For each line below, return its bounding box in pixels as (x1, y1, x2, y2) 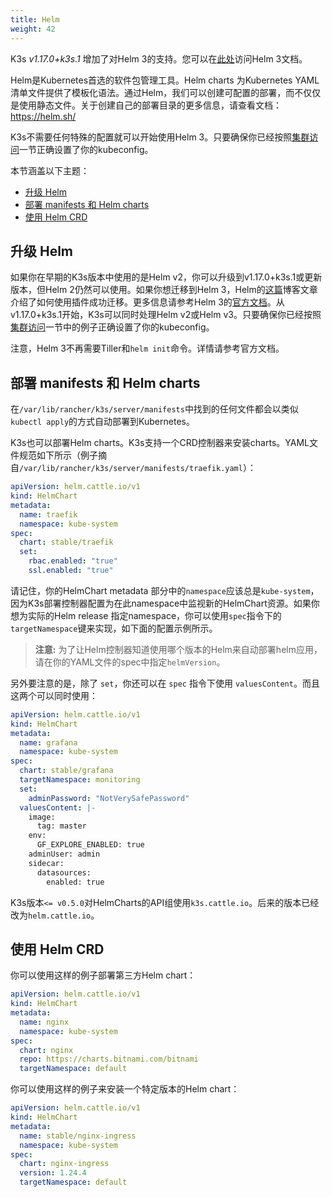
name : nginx (19, 1017, 70, 1027)
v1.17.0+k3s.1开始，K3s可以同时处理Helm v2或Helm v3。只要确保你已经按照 (10, 309, 322, 321)
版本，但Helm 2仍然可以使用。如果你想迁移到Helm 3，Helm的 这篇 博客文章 (10, 284, 318, 296)
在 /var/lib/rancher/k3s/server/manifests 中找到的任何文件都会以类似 (10, 403, 299, 415)
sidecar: (28, 858, 65, 868)
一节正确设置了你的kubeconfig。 (19, 143, 154, 155)
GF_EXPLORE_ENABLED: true (36, 840, 145, 850)
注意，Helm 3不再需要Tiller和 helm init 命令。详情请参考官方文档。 (10, 342, 285, 355)
